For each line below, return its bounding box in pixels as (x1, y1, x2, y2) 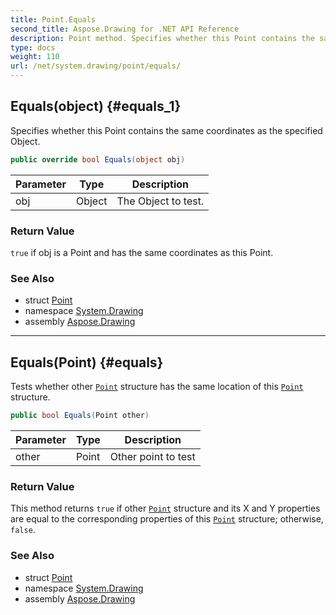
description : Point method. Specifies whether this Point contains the (10, 33, 315, 43)
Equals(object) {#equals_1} (10, 98, 182, 115)
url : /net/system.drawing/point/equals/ (10, 61, 182, 71)
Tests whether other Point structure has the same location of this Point (10, 381, 304, 393)
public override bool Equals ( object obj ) (10, 154, 186, 165)
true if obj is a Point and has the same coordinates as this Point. (10, 246, 274, 258)
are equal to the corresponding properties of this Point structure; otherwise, (10, 513, 324, 525)
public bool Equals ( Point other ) (10, 411, 150, 421)
